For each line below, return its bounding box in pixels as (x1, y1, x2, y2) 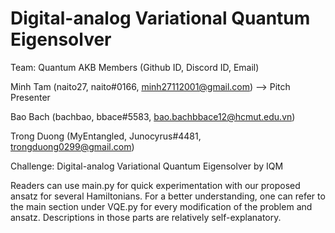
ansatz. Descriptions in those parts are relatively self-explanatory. (10, 211, 282, 223)
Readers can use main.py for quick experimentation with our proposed (10, 179, 301, 191)
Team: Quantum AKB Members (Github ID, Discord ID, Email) (10, 61, 260, 73)
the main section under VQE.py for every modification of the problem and (10, 200, 313, 212)
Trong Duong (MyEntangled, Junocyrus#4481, (10, 130, 202, 142)
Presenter (10, 91, 51, 103)
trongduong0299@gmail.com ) (10, 140, 135, 152)
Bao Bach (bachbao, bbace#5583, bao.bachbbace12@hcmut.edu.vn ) (10, 110, 296, 122)
